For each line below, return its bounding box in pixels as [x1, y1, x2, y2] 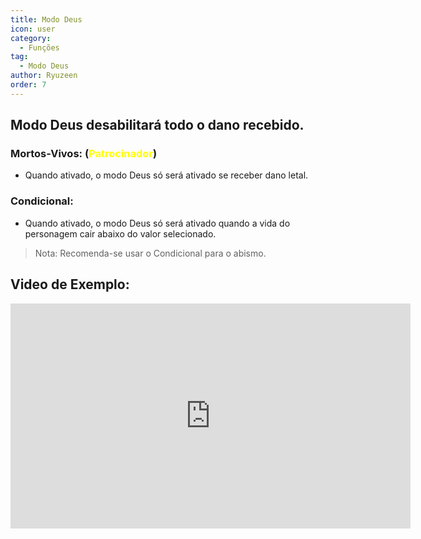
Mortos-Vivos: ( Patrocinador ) [10, 147, 158, 161]
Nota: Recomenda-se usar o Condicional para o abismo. [34, 247, 267, 259]
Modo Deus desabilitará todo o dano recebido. [10, 117, 305, 134]
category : [10, 33, 52, 43]
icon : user [10, 24, 56, 34]
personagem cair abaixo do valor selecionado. [24, 227, 217, 240]
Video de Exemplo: [10, 276, 130, 293]
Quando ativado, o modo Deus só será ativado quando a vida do [24, 217, 291, 229]
